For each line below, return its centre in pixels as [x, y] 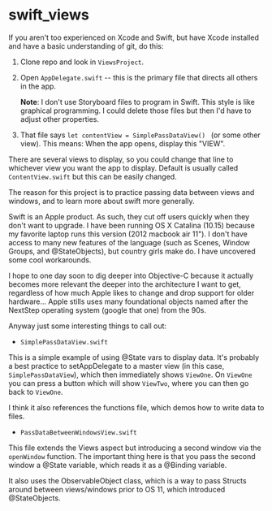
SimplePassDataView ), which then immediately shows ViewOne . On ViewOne [131, 375]
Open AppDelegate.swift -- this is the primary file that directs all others [139, 77]
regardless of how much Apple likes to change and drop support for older [131, 292]
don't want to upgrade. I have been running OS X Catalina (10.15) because [132, 225]
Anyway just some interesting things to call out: [88, 326]
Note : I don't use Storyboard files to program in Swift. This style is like [138, 102]
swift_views [49, 15]
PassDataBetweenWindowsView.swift [78, 432]
